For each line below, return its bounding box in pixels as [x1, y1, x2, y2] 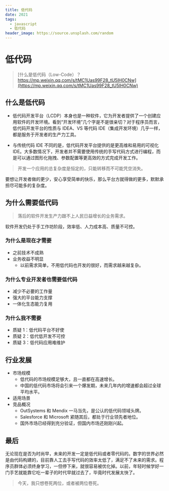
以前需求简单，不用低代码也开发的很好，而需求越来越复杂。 [20, 262, 144, 268]
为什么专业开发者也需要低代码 [5, 276, 78, 283]
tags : [5, 17, 17, 22]
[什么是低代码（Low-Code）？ [17, 71, 81, 77]
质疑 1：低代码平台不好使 [12, 327, 64, 333]
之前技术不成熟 [12, 249, 44, 255]
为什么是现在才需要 [5, 237, 52, 244]
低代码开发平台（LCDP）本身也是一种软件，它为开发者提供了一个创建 [12, 113, 157, 119]
